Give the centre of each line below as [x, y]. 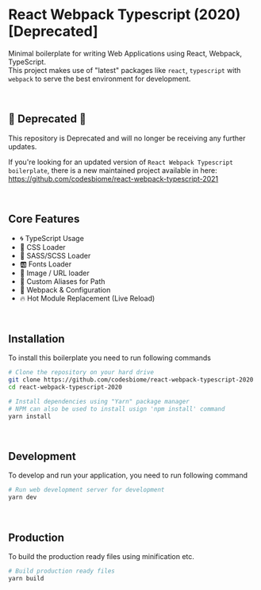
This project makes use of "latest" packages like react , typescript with [125, 70]
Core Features [44, 219]
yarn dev [23, 497]
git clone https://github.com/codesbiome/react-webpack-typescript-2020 [131, 380]
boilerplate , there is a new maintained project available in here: [113, 170]
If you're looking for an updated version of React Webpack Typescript [121, 162]
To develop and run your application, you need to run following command [128, 475]
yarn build [26, 578]
